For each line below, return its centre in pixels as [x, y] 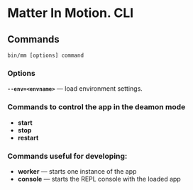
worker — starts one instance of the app [77, 171]
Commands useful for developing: [67, 156]
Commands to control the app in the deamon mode [96, 107]
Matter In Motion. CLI [71, 13]
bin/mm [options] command [45, 55]
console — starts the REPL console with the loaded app [99, 179]
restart [28, 138]
